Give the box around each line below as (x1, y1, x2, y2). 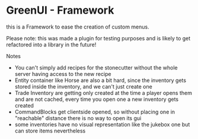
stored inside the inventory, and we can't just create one (14, 83, 152, 90)
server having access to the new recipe (14, 70, 111, 77)
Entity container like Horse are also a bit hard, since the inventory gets (14, 77, 187, 84)
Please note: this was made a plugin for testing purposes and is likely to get (6, 34, 191, 42)
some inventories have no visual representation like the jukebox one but (14, 121, 190, 128)
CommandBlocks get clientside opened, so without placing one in (14, 108, 175, 115)
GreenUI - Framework (6, 4, 114, 17)
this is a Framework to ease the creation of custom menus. (6, 23, 149, 30)
